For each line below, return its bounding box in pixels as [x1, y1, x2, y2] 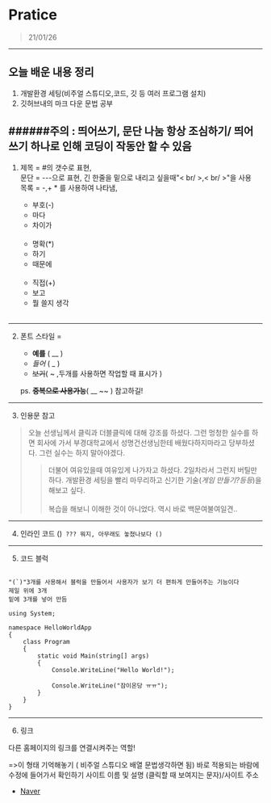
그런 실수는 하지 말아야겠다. [39, 448, 126, 457]
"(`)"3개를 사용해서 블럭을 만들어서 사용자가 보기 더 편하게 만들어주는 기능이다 [8, 578, 240, 586]
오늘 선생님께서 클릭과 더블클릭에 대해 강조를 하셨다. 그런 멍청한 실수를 [27, 427, 250, 437]
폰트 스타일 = [19, 331, 62, 341]
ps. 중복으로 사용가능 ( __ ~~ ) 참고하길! [19, 385, 144, 395]
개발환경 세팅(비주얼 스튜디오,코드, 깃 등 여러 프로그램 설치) [19, 88, 206, 98]
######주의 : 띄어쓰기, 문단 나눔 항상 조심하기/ [8, 124, 232, 138]
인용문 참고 [19, 410, 56, 420]
